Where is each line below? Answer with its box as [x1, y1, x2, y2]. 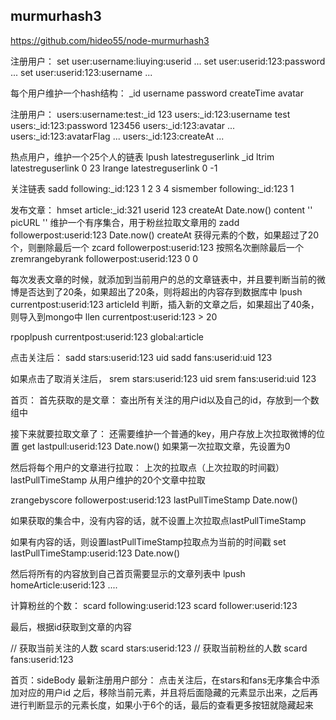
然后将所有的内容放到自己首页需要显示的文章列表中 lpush [10, 567, 246, 579]
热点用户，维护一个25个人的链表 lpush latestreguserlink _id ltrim [10, 150, 275, 163]
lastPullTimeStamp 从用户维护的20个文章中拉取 [10, 474, 206, 486]
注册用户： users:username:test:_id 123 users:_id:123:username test [10, 108, 291, 120]
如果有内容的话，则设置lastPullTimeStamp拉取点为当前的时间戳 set [10, 535, 287, 548]
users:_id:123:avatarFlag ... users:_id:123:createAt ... [10, 130, 225, 142]
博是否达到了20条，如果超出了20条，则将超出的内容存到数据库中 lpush [10, 285, 303, 298]
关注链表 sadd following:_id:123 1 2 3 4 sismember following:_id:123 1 [10, 182, 295, 194]
